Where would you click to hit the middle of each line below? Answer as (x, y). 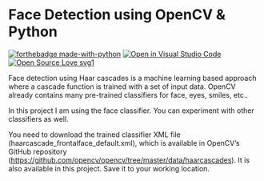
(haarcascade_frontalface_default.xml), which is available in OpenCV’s (124, 143)
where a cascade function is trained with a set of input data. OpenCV (122, 86)
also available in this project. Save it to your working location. (109, 168)
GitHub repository (38, 151)
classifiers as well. (39, 119)
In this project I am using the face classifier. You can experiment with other (131, 111)
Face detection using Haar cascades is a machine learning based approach (132, 78)
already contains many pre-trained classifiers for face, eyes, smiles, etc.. (128, 95)
